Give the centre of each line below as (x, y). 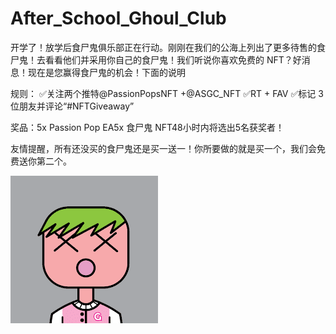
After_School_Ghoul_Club (118, 18)
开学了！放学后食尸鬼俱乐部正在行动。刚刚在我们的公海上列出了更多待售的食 (168, 47)
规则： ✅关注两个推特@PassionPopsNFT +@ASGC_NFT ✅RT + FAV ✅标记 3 (167, 93)
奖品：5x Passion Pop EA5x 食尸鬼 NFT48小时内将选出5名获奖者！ (147, 127)
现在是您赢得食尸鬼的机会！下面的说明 (106, 72)
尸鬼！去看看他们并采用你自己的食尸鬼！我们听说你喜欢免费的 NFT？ (151, 59)
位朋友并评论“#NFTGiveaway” (72, 106)
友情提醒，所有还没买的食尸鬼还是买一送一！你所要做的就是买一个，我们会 (163, 148)
